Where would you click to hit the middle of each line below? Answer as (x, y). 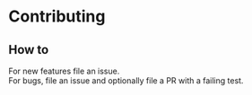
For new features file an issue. (64, 71)
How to (29, 50)
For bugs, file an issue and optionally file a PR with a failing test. (126, 81)
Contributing (57, 17)
